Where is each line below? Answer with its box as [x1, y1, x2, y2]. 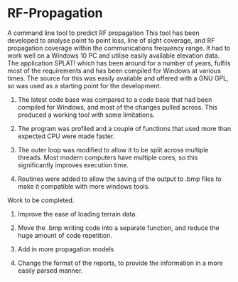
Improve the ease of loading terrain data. [17, 209, 137, 218]
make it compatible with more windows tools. [17, 182, 151, 190]
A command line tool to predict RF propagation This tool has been [7, 28, 200, 37]
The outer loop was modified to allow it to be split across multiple [17, 145, 209, 154]
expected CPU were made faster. [17, 132, 115, 140]
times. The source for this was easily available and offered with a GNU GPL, [7, 73, 229, 83]
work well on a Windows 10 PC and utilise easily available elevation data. [7, 51, 220, 60]
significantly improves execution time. [17, 160, 129, 169]
